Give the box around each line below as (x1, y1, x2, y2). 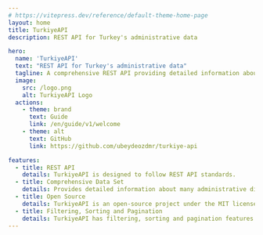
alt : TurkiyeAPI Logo (22, 91, 92, 99)
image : (15, 76, 37, 85)
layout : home (8, 19, 51, 27)
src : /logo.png (22, 84, 72, 92)
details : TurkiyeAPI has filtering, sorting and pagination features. (22, 215, 258, 222)
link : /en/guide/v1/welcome (28, 121, 121, 128)
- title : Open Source (15, 193, 86, 201)
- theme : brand (22, 106, 72, 114)
